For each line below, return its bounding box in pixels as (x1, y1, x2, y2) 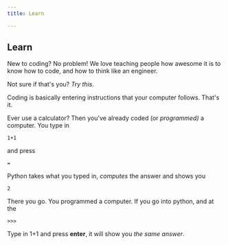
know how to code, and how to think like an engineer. (7, 67, 158, 75)
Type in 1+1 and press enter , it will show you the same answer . (7, 230, 185, 238)
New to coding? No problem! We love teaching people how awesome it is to (7, 60, 221, 68)
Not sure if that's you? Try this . (7, 80, 95, 89)
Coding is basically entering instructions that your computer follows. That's (7, 93, 220, 102)
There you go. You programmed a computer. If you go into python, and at (7, 197, 214, 206)
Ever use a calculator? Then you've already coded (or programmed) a (7, 114, 205, 122)
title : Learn (7, 10, 45, 17)
